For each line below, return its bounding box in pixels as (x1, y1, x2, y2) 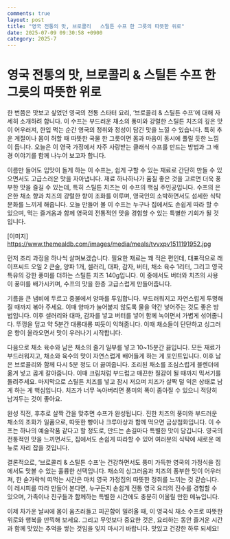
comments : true (7, 10, 51, 17)
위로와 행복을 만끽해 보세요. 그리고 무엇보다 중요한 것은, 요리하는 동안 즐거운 (7, 516, 211, 524)
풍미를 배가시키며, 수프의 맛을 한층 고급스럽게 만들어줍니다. (14, 279, 172, 288)
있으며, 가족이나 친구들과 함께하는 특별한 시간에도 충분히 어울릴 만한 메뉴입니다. (7, 492, 220, 501)
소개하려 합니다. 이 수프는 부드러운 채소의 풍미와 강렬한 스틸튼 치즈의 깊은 (19, 117, 216, 126)
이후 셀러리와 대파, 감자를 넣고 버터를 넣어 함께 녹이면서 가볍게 (32, 312, 199, 320)
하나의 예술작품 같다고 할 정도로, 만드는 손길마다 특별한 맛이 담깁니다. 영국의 (19, 426, 223, 435)
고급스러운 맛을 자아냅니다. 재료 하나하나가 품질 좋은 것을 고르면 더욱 (30, 174, 214, 183)
